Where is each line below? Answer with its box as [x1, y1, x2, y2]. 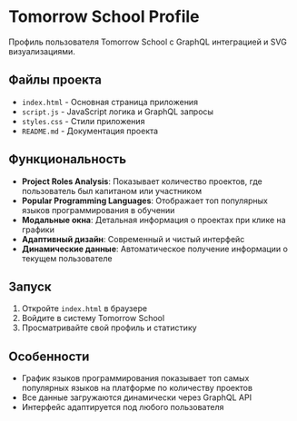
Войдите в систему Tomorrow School [21, 313, 165, 324]
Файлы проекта [8, 73, 102, 88]
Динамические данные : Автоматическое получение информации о [21, 243, 288, 254]
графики [21, 224, 55, 235]
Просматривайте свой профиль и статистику [21, 322, 197, 333]
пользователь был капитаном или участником [21, 185, 203, 196]
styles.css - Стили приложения [21, 115, 145, 126]
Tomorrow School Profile [8, 6, 201, 27]
